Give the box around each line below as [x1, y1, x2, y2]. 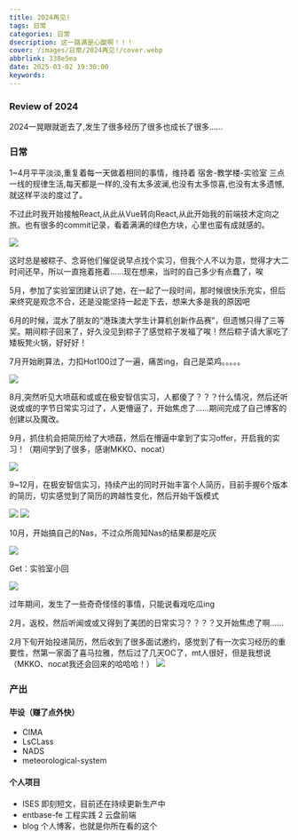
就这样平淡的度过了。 [9, 190, 87, 201]
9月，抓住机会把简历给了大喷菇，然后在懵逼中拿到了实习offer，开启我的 [9, 432, 272, 444]
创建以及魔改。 [9, 414, 64, 424]
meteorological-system [21, 756, 107, 766]
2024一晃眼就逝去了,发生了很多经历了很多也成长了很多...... [9, 122, 223, 132]
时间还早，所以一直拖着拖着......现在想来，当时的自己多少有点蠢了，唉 [9, 266, 264, 277]
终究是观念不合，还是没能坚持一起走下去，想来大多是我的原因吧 [16, 297, 250, 307]
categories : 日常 [9, 29, 71, 38]
